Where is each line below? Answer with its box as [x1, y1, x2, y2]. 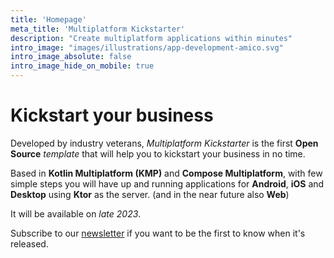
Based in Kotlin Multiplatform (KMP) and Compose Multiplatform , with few [10, 167, 323, 179]
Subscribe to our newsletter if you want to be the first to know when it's [10, 227, 306, 239]
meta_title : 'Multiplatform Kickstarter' [10, 24, 186, 34]
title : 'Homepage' [10, 14, 87, 25]
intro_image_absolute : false [10, 52, 132, 62]
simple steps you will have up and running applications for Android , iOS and [10, 177, 325, 190]
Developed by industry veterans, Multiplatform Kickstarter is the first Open [10, 137, 319, 149]
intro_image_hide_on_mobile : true [10, 61, 155, 71]
